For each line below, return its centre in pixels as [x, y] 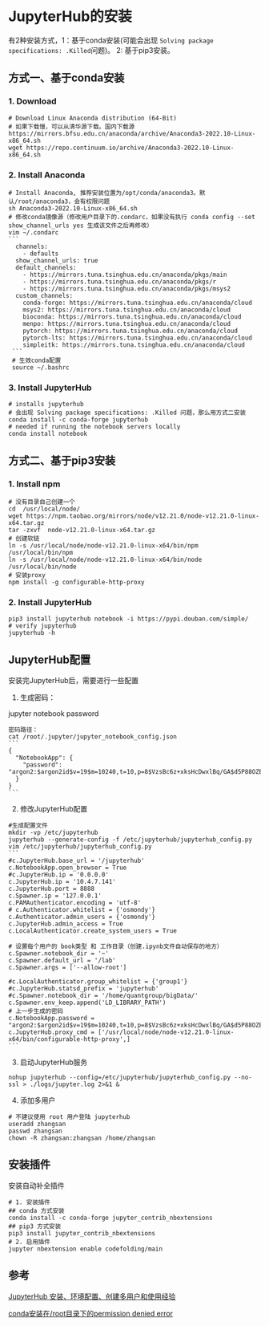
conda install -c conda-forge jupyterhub [78, 420]
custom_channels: [44, 295]
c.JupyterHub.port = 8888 [51, 889]
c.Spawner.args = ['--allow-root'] [68, 968]
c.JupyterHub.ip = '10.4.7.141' [62, 882]
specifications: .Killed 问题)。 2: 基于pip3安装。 [91, 50]
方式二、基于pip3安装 [62, 460]
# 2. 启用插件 [29, 1242]
